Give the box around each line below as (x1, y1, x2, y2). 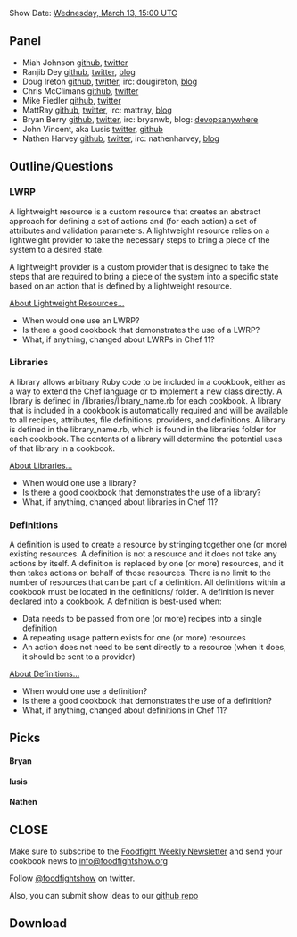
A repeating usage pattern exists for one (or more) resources (21, 632, 247, 643)
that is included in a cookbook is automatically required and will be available (9, 405, 288, 415)
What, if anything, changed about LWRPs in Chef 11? (21, 334, 216, 345)
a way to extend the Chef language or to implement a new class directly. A (9, 386, 283, 397)
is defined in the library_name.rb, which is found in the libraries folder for (9, 423, 276, 434)
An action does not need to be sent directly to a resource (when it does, (21, 642, 287, 653)
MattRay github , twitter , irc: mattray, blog (21, 105, 172, 115)
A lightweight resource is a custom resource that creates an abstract (9, 205, 261, 217)
